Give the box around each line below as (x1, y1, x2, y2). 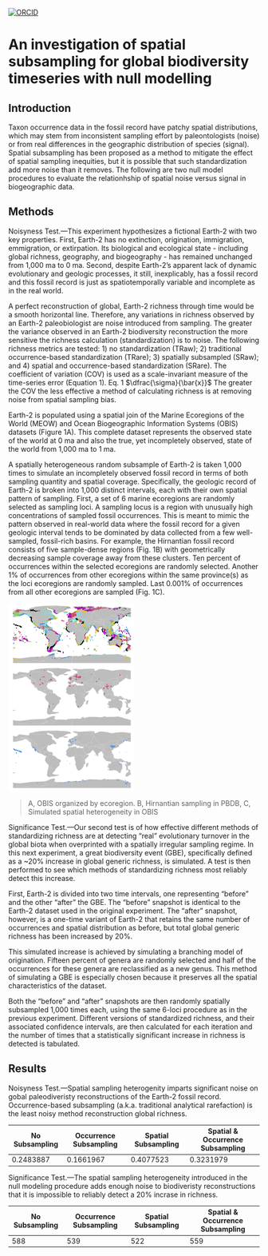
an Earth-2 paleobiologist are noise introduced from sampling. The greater (8, 318, 253, 328)
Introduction (8, 101, 72, 115)
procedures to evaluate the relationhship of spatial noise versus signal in (8, 173, 246, 183)
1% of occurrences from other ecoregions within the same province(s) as (8, 570, 249, 580)
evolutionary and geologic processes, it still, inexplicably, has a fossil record (8, 269, 258, 278)
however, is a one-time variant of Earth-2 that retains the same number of (8, 914, 250, 923)
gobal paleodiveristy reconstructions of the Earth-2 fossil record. (8, 1091, 222, 1101)
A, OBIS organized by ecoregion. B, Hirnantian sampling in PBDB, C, (27, 798, 251, 807)
